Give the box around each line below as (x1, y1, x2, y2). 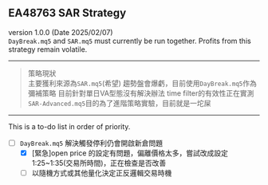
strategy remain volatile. (8, 44, 88, 54)
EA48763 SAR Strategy (8, 6, 127, 20)
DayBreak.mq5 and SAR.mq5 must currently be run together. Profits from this (8, 36, 251, 45)
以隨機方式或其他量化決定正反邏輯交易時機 (31, 167, 172, 178)
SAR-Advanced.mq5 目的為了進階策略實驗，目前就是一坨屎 (27, 98, 211, 108)
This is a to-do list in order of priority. (8, 121, 131, 131)
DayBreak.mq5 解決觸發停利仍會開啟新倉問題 (19, 138, 164, 148)
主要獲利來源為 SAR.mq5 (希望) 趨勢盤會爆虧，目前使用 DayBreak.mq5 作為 (27, 78, 257, 88)
